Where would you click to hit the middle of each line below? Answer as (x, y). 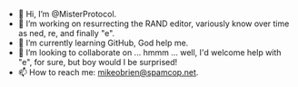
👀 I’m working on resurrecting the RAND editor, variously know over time (154, 24)
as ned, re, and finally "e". (66, 33)
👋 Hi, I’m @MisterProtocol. (67, 14)
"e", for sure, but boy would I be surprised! (98, 62)
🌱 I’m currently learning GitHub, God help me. (103, 43)
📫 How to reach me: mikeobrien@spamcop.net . (108, 72)
